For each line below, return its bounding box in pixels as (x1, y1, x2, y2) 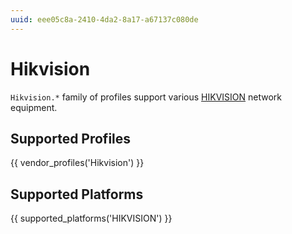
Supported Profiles (10, 130, 132, 147)
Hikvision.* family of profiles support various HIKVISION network (10, 91, 282, 103)
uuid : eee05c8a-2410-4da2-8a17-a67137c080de (10, 14, 199, 25)
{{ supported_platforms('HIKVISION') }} (10, 212, 173, 225)
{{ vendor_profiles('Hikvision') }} (10, 157, 145, 169)
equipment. (10, 101, 58, 113)
